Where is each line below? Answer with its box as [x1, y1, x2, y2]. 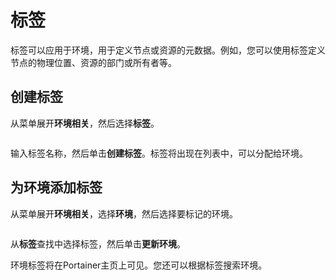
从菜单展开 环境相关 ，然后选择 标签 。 [10, 117, 160, 129]
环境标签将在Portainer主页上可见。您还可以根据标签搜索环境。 [10, 259, 268, 271]
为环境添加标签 [10, 179, 103, 196]
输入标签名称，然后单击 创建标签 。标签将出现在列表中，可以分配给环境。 [10, 147, 308, 159]
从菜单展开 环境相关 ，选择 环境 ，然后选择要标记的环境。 [10, 207, 238, 220]
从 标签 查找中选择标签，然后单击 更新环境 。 [10, 237, 186, 250]
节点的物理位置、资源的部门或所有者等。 [10, 56, 177, 68]
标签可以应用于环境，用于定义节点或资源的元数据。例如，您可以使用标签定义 [10, 44, 326, 56]
